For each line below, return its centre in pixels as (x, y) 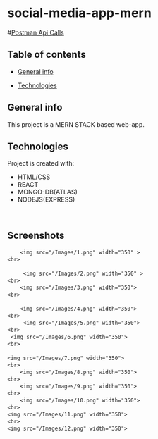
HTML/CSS (34, 177)
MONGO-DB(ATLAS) (47, 192)
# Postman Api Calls (36, 32)
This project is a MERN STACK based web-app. (76, 124)
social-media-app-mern (79, 13)
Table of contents (47, 55)
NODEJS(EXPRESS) (46, 199)
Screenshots (36, 235)
